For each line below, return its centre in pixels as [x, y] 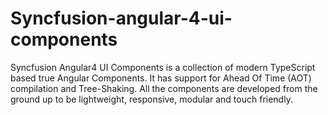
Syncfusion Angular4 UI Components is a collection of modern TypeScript [163, 67]
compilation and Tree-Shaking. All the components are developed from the [164, 88]
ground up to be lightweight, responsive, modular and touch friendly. [151, 99]
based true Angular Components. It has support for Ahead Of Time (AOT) [161, 78]
